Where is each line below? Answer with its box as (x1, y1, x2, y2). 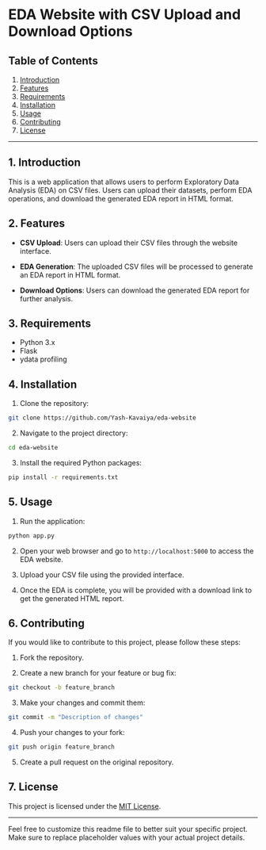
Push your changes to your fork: (19, 728, 125, 737)
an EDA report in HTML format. (19, 270, 121, 279)
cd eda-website (8, 444, 59, 452)
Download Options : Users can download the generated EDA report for (19, 285, 250, 295)
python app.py (8, 531, 55, 540)
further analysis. (19, 293, 74, 303)
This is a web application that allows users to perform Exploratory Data (8, 177, 240, 186)
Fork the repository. (19, 653, 85, 663)
